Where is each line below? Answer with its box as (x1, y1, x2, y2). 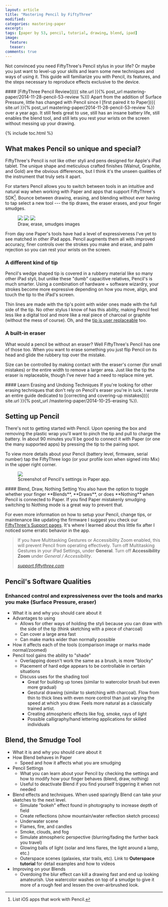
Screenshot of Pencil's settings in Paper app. (17, 476, 110, 482)
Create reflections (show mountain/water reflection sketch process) (19, 813, 160, 819)
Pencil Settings (12, 765, 43, 771)
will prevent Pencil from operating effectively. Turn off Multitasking (17, 543, 155, 549)
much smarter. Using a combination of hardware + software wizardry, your (5, 281, 159, 287)
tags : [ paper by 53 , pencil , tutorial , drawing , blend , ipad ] (5, 30, 137, 35)
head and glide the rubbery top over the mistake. (5, 352, 106, 358)
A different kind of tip (5, 259, 58, 266)
